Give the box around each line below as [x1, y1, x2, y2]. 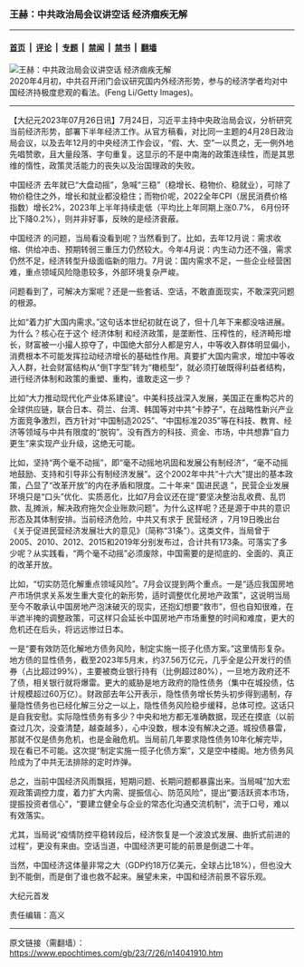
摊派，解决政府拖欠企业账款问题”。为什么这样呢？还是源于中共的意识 [33, 502, 291, 513]
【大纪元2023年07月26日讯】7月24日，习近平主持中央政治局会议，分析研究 [9, 114, 292, 125]
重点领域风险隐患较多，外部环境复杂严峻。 [24, 266, 184, 278]
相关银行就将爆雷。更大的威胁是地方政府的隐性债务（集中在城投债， [33, 677, 287, 688]
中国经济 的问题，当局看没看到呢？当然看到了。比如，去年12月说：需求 [9, 232, 274, 243]
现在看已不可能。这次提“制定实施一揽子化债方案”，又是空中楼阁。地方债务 [9, 745, 287, 756]
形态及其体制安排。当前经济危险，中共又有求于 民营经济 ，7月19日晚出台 [9, 513, 280, 524]
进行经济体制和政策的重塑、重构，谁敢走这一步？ [9, 373, 192, 384]
